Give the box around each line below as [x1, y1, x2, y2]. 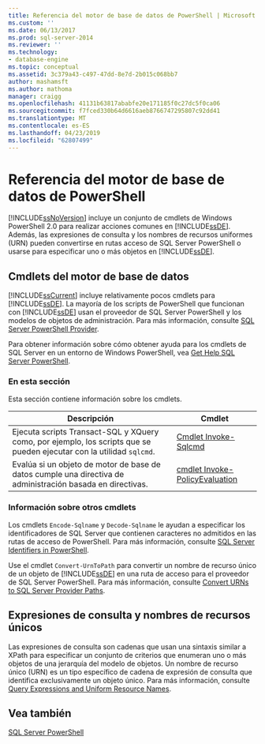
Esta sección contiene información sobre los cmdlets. [8, 394, 183, 404]
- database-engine [8, 56, 69, 64]
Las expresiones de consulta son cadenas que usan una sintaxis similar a [8, 641, 247, 652]
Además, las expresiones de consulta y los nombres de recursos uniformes [8, 230, 253, 239]
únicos [8, 621, 43, 634]
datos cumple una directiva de [12, 468, 125, 479]
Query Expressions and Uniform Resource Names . [8, 684, 172, 693]
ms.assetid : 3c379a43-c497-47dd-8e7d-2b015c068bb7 [8, 70, 178, 78]
